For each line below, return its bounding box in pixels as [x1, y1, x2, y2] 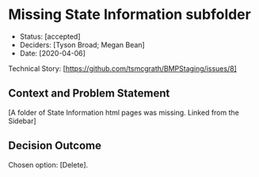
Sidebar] [8, 116, 37, 126]
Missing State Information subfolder [8, 6, 251, 24]
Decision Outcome [8, 139, 101, 153]
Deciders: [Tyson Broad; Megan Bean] [19, 40, 145, 49]
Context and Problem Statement [8, 87, 170, 100]
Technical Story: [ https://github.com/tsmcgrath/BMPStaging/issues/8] [8, 63, 238, 73]
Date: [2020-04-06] [19, 48, 86, 58]
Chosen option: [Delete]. [8, 160, 89, 169]
